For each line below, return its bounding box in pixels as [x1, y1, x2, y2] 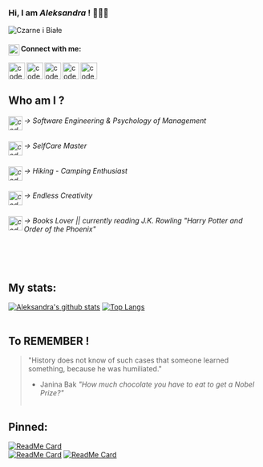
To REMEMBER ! [8, 334, 90, 348]
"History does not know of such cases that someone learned [27, 355, 229, 365]
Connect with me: [21, 43, 82, 53]
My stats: [8, 281, 57, 294]
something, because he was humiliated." [27, 364, 163, 374]
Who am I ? [8, 93, 65, 107]
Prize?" [39, 388, 64, 398]
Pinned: [8, 420, 48, 433]
